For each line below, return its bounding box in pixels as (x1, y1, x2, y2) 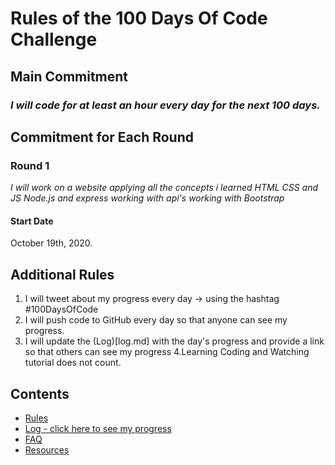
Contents (10, 385, 70, 402)
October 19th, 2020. (10, 237, 93, 249)
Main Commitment (10, 68, 129, 85)
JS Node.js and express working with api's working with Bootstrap (10, 192, 285, 204)
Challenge (10, 28, 98, 51)
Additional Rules (10, 266, 115, 283)
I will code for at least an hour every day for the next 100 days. (10, 98, 321, 112)
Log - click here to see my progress (24, 423, 172, 435)
